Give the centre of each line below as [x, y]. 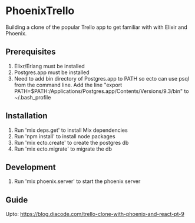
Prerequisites [31, 52]
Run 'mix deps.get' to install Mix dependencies [71, 130]
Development [31, 167]
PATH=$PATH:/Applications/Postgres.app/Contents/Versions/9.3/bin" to [101, 91]
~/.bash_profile [32, 97]
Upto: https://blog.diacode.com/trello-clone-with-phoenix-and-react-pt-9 [95, 214]
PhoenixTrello [40, 11]
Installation [27, 116]
